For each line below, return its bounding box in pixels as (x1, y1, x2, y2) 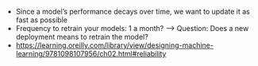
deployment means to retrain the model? (15, 32, 148, 41)
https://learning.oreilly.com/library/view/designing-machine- (15, 41, 214, 50)
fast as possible (15, 15, 67, 25)
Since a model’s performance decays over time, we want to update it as (15, 7, 250, 16)
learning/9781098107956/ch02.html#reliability (15, 49, 167, 58)
